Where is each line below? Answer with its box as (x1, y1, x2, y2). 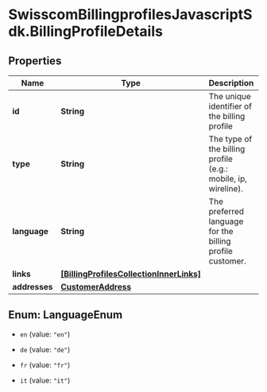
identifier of (208, 101, 253, 112)
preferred (208, 206, 245, 217)
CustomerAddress (60, 282, 132, 292)
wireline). (208, 183, 244, 194)
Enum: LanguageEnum (8, 308, 123, 322)
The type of (208, 133, 253, 144)
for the (208, 226, 234, 236)
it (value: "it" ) (19, 375, 71, 385)
